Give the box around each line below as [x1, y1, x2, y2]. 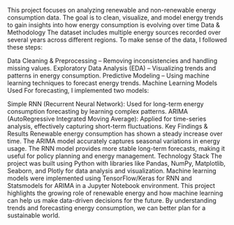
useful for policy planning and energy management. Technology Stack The [7, 152, 222, 160]
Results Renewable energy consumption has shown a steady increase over [7, 129, 223, 138]
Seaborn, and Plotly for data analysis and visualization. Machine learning [7, 167, 217, 175]
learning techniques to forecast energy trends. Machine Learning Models [7, 79, 218, 87]
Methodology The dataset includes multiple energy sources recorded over [7, 28, 221, 36]
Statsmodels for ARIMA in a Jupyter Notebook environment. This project [7, 182, 215, 189]
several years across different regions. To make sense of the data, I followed [7, 36, 227, 44]
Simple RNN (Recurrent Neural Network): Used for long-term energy [7, 100, 204, 108]
